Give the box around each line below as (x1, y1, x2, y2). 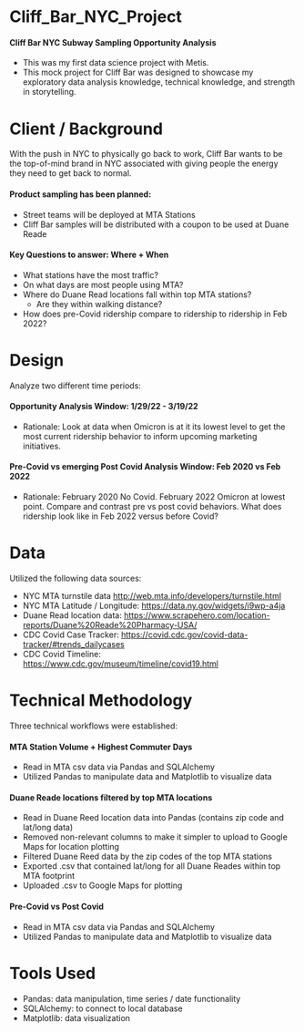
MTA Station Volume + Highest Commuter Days (9, 741, 193, 752)
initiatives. (22, 440, 61, 451)
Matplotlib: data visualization (22, 1012, 130, 1023)
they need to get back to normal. (9, 168, 132, 179)
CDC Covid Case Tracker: (22, 629, 120, 640)
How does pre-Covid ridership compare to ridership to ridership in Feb (22, 308, 288, 319)
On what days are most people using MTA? (22, 279, 184, 290)
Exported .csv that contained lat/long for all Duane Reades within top (22, 861, 281, 872)
